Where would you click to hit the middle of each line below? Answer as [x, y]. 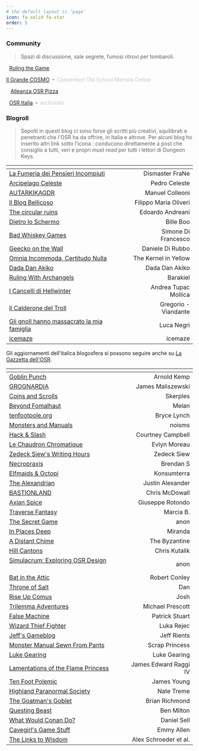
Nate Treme [174, 691]
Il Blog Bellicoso [31, 202]
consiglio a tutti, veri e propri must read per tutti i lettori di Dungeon [103, 150]
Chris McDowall [168, 492]
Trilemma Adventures [39, 606]
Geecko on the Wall [36, 249]
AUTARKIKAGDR [32, 193]
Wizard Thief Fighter [38, 626]
